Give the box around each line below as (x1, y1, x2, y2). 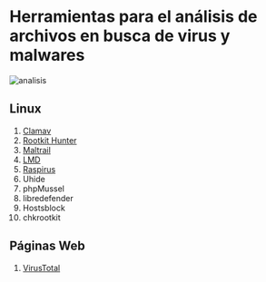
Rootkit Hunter (22, 134, 77, 146)
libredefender (22, 192, 74, 203)
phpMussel (22, 183, 65, 194)
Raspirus (22, 163, 56, 174)
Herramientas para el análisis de (9, 6, 258, 27)
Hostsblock (22, 202, 65, 213)
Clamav (22, 125, 52, 136)
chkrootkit (22, 211, 61, 223)
